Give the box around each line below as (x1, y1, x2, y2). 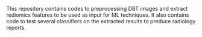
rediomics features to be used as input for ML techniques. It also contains (6, 11, 189, 18)
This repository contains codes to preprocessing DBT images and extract (6, 5, 188, 12)
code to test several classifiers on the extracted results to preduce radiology (6, 18, 196, 24)
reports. (6, 24, 26, 31)
